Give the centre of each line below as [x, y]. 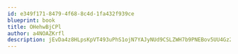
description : [27, 40]
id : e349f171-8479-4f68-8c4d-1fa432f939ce [71, 14]
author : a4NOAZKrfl [36, 33]
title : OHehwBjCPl [34, 27]
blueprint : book [31, 20]
